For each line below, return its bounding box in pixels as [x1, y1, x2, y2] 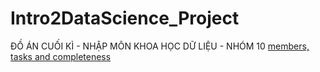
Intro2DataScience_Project [10, 7, 240, 30]
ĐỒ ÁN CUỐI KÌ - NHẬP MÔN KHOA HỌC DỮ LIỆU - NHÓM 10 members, [10, 40, 310, 52]
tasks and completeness [10, 50, 112, 62]
